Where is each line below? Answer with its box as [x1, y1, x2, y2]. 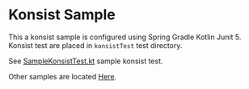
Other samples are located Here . [8, 71, 117, 81]
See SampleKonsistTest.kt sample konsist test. [8, 56, 163, 66]
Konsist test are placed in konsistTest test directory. [8, 40, 183, 50]
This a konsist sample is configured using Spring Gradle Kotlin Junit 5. [8, 32, 242, 42]
